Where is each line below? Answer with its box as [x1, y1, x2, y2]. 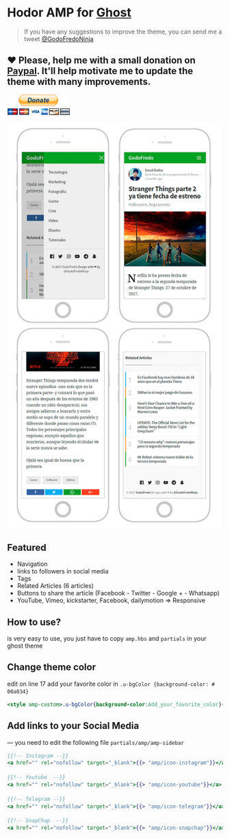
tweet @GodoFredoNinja [23, 34, 94, 42]
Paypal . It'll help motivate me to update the [7, 65, 194, 77]
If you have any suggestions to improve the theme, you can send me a [23, 27, 222, 36]
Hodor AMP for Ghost [7, 5, 132, 21]
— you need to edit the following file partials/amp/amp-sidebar [7, 738, 185, 746]
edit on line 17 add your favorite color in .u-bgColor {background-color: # [7, 680, 216, 688]
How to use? [7, 616, 62, 628]
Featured [7, 541, 47, 553]
